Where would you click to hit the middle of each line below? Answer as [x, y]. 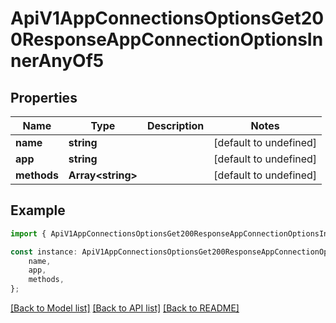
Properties [44, 97]
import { [28, 233]
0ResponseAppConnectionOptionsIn [167, 39]
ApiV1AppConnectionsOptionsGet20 [167, 18]
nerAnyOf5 [57, 61]
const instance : [44, 252]
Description [175, 125]
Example [38, 210]
